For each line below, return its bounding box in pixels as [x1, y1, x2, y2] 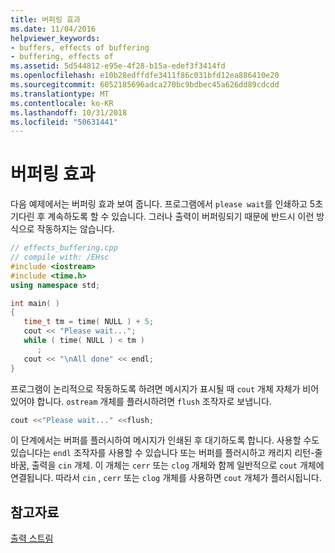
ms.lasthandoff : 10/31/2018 [10, 107, 128, 118]
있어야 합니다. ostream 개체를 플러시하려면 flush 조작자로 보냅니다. [10, 395, 272, 407]
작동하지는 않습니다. [36, 223, 115, 235]
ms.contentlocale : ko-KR [10, 98, 114, 108]
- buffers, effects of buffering [10, 42, 150, 53]
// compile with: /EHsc [10, 252, 110, 263]
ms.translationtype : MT [10, 89, 110, 99]
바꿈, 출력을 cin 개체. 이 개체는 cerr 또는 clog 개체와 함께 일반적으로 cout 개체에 [10, 459, 325, 471]
